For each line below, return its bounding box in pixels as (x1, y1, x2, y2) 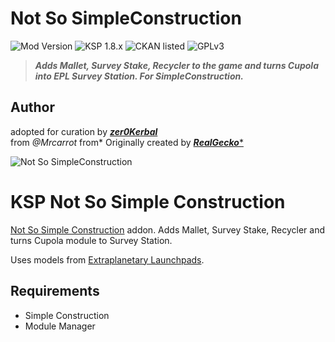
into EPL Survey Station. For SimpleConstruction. (34, 70, 244, 82)
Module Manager (24, 320, 96, 332)
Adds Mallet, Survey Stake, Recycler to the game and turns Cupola (34, 59, 319, 71)
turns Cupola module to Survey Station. (10, 234, 173, 246)
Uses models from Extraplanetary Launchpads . (10, 253, 205, 266)
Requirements (10, 283, 100, 300)
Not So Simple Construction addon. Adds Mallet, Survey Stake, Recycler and (10, 223, 326, 236)
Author (10, 99, 55, 116)
